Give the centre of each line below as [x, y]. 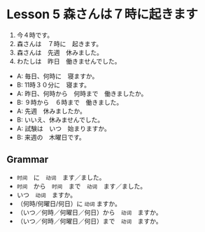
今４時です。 [35, 35]
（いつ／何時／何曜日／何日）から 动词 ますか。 [89, 212]
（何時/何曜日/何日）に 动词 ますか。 [69, 203]
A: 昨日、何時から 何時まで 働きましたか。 [82, 93]
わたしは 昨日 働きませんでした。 [69, 61]
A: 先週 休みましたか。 [51, 111]
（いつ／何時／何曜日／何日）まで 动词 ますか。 [89, 221]
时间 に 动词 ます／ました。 [61, 177]
